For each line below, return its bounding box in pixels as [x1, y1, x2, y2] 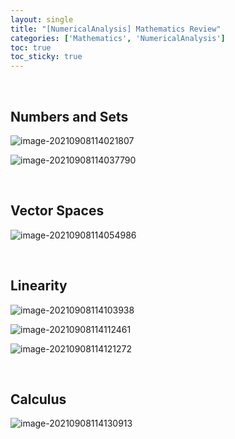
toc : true [10, 42, 52, 53]
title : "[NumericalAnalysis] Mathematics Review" [10, 24, 222, 34]
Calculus [10, 391, 67, 408]
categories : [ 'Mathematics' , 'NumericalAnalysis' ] [10, 33, 226, 43]
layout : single [10, 14, 74, 25]
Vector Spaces [10, 202, 105, 220]
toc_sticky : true [10, 52, 83, 62]
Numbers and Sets [10, 108, 129, 125]
